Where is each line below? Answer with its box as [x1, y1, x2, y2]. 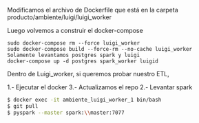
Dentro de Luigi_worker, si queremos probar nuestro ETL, [7, 70, 170, 78]
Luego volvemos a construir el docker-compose [7, 27, 143, 34]
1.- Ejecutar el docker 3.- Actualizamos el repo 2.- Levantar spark [7, 83, 193, 91]
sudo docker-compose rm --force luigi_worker [7, 40, 140, 47]
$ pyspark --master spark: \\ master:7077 [7, 109, 125, 116]
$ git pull [7, 102, 39, 109]
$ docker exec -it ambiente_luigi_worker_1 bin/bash [7, 96, 162, 103]
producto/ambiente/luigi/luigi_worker [7, 13, 112, 21]
